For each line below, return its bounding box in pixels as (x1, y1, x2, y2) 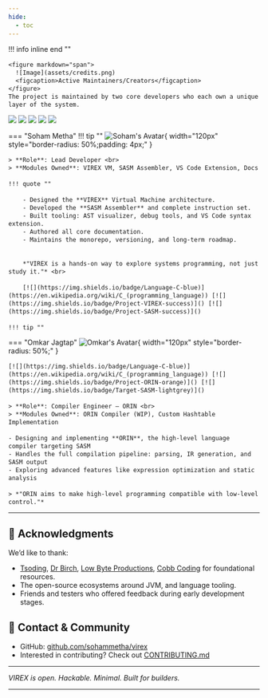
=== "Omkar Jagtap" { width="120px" (8, 337, 191, 347)
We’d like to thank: (8, 548, 69, 558)
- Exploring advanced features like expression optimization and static (8, 466, 255, 474)
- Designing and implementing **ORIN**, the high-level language (8, 434, 230, 442)
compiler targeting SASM (8, 442, 91, 450)
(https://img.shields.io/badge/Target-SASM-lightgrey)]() (8, 386, 205, 394)
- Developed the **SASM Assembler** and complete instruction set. (22, 203, 251, 211)
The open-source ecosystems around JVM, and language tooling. (19, 581, 237, 590)
